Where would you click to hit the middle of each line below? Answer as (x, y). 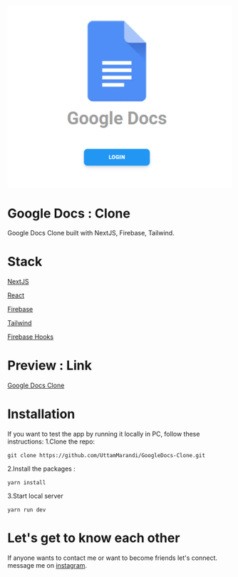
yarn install (27, 483)
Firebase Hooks (31, 337)
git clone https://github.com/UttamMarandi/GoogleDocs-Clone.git (106, 456)
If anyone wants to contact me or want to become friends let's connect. (113, 558)
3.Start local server (36, 496)
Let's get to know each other (94, 538)
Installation (41, 414)
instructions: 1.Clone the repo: (51, 441)
